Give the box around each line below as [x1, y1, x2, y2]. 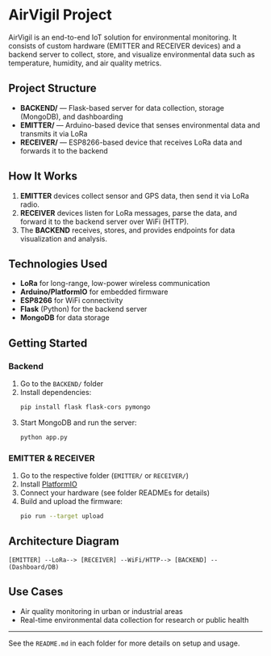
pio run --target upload [19, 512, 104, 520]
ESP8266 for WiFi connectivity [19, 296, 123, 305]
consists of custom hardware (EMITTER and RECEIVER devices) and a [8, 40, 241, 50]
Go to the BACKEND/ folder [19, 379, 104, 389]
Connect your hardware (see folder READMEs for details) [19, 488, 211, 498]
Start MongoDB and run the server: [19, 418, 137, 427]
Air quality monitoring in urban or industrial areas [19, 606, 183, 616]
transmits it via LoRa [19, 128, 88, 138]
